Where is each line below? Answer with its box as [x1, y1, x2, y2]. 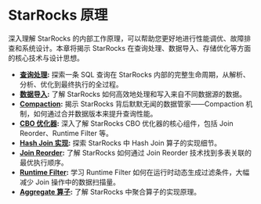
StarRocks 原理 [8, 6, 108, 24]
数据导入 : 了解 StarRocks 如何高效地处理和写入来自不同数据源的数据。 [19, 89, 247, 98]
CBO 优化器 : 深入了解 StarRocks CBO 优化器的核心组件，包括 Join [19, 118, 234, 128]
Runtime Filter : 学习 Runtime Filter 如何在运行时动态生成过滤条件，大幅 [19, 167, 250, 177]
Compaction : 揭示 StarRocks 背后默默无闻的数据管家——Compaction [19, 98, 245, 109]
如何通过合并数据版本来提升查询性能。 [33, 109, 158, 118]
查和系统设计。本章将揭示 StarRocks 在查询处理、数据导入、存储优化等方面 [8, 43, 252, 52]
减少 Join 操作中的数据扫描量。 [19, 177, 120, 187]
